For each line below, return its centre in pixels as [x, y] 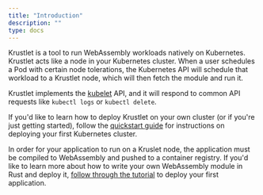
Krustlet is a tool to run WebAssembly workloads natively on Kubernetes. [127, 53]
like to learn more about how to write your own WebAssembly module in [126, 166]
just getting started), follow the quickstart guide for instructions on [116, 126]
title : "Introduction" [46, 15]
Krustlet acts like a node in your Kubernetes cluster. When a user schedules [131, 61]
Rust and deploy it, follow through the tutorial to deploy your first [114, 174]
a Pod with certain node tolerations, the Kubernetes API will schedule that [128, 70]
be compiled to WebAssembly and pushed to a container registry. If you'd [128, 158]
